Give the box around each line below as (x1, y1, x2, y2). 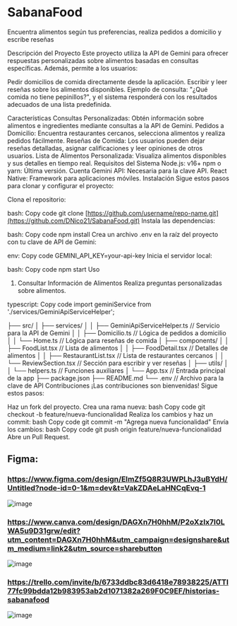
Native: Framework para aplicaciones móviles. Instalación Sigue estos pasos (7, 174, 229, 182)
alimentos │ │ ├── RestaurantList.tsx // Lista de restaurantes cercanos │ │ (7, 351, 224, 359)
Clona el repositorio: (7, 195, 66, 204)
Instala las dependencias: (141, 216, 216, 225)
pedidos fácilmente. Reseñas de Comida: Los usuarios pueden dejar (7, 136, 206, 145)
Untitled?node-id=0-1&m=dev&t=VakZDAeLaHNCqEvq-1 (7, 483, 206, 493)
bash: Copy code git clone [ (7, 209, 88, 217)
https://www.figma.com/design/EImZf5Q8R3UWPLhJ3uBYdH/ (7, 475, 228, 485)
